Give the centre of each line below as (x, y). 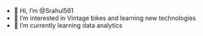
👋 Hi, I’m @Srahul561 (44, 11)
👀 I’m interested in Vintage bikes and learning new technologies (105, 18)
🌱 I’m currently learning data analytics (68, 25)
